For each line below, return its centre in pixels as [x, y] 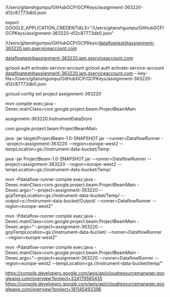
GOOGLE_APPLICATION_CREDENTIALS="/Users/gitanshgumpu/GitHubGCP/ [85, 28]
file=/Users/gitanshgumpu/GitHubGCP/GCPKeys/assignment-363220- [79, 79]
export [12, 22]
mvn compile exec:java [29, 104]
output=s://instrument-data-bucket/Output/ [51, 201]
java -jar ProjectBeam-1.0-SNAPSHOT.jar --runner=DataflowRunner [76, 159]
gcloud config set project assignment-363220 [53, 94]
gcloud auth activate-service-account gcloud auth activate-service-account [85, 68]
